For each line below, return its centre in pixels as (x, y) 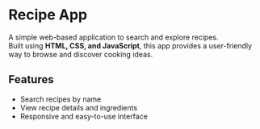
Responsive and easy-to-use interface (84, 116)
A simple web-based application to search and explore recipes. (114, 37)
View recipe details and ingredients (79, 107)
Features (31, 79)
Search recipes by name (61, 99)
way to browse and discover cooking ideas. (81, 54)
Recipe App (48, 15)
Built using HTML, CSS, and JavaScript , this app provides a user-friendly (130, 45)
